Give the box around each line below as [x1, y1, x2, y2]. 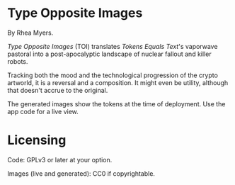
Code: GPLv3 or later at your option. [7, 155, 113, 164]
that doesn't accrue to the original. [7, 86, 108, 94]
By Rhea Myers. [7, 28, 54, 37]
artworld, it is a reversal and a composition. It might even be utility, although [7, 78, 229, 86]
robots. [7, 57, 28, 65]
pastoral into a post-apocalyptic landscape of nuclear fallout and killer [7, 50, 212, 58]
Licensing [7, 133, 67, 148]
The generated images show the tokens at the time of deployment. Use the [7, 99, 226, 108]
